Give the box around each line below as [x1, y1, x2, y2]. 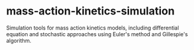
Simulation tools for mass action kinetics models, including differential [6, 24, 179, 31]
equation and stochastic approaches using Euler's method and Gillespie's [6, 30, 188, 37]
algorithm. [6, 37, 32, 44]
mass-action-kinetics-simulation [6, 4, 175, 18]
